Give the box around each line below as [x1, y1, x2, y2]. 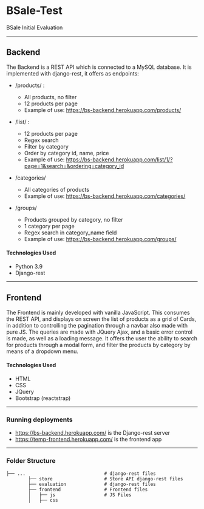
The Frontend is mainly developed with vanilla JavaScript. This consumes [6, 309, 190, 316]
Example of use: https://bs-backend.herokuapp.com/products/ [24, 106, 182, 113]
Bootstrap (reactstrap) [15, 394, 71, 402]
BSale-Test [6, 4, 63, 18]
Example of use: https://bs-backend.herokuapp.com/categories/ [24, 192, 186, 200]
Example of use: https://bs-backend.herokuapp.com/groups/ [24, 235, 177, 242]
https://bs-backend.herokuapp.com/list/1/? [66, 156, 173, 163]
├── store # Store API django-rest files [28, 476, 183, 482]
